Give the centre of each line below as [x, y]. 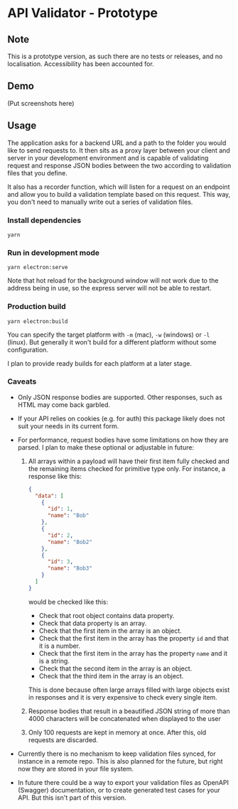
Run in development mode [54, 252]
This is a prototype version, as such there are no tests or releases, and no [115, 56]
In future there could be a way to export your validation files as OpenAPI [123, 782]
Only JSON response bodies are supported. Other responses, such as [120, 397]
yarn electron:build [38, 321]
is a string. [54, 661]
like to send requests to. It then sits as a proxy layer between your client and [119, 150]
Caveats [22, 381]
